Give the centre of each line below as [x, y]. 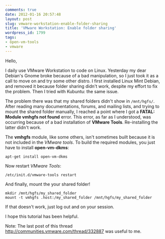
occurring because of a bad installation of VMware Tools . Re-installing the [82, 122]
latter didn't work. [23, 127]
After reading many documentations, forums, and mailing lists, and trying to [82, 106]
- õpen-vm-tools [22, 42]
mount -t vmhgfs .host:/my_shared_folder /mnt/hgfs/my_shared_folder [79, 197]
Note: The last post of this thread [39, 226]
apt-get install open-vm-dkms [37, 157]
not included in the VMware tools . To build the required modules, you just [80, 142]
